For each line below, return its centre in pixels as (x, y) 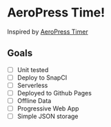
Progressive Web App (48, 108)
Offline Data (34, 101)
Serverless (32, 85)
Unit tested (33, 69)
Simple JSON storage (48, 116)
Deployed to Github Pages (54, 93)
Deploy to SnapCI (42, 78)
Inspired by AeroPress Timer (48, 32)
